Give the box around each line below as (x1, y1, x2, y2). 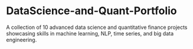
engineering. (6, 36, 37, 43)
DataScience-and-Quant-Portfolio (6, 4, 177, 18)
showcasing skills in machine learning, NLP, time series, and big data (6, 30, 174, 37)
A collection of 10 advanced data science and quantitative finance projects (6, 24, 188, 31)
